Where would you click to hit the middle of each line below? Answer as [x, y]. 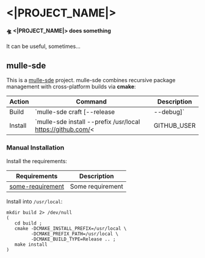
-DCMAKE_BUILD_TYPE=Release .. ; [73, 239]
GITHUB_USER [174, 126]
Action [19, 102]
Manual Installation [35, 148]
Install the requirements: [37, 161]
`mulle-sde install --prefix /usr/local [87, 122]
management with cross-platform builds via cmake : [71, 87]
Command [91, 102]
